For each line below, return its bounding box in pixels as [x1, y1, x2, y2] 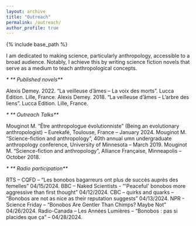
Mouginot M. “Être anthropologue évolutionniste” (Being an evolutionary [6, 122, 180, 129]
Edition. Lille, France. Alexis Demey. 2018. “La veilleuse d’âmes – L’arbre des [6, 94, 190, 101]
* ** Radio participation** [6, 165, 68, 172]
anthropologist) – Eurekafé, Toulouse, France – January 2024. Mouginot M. [6, 129, 187, 136]
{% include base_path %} [6, 41, 68, 48]
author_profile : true [6, 25, 59, 31]
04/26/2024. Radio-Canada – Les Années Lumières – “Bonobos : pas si [6, 207, 178, 214]
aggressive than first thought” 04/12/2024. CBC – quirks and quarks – [6, 189, 174, 196]
